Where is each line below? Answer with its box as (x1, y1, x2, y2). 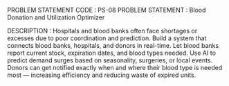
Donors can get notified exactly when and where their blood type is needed (7, 64, 223, 71)
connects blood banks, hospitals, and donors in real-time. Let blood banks (7, 42, 219, 49)
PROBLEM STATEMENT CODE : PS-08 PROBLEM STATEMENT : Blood (7, 6, 206, 14)
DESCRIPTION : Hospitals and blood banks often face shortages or (7, 27, 198, 35)
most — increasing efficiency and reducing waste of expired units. (7, 71, 196, 79)
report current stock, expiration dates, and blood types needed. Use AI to (7, 49, 217, 57)
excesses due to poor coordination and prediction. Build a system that (7, 34, 207, 42)
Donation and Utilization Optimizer (7, 13, 105, 21)
